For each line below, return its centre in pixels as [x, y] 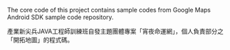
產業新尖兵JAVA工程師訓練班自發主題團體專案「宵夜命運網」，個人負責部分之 [115, 31]
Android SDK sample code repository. [60, 17]
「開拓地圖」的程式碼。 [40, 40]
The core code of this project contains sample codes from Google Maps [109, 10]
